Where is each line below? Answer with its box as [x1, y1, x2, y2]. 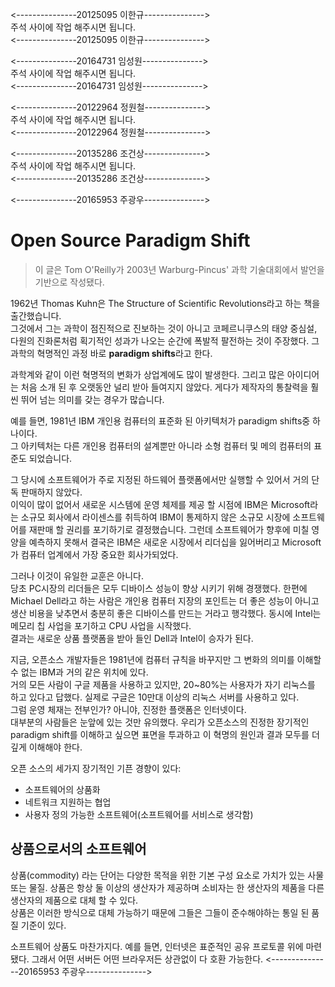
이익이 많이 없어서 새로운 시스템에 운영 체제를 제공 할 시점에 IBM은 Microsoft [10, 498, 311, 510]
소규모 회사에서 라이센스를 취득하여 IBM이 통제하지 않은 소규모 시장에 [20, 511, 291, 523]
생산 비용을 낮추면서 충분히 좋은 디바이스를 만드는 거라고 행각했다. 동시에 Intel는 [10, 607, 322, 619]
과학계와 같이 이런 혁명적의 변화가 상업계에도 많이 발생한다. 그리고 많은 [10, 368, 285, 380]
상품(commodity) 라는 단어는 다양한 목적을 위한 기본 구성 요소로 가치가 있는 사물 [10, 869, 325, 881]
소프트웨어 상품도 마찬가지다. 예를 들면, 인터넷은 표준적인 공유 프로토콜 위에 [10, 940, 304, 952]
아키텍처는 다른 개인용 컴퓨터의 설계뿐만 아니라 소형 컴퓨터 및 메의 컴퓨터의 [20, 439, 312, 452]
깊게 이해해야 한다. [10, 741, 83, 753]
